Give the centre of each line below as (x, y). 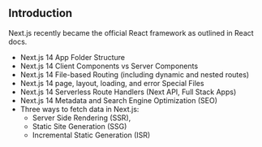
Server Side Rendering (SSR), (82, 118)
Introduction (41, 13)
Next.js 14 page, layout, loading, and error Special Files (112, 83)
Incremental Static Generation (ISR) (91, 135)
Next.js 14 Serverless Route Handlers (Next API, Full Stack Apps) (128, 92)
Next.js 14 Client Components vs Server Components (109, 66)
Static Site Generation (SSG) (79, 126)
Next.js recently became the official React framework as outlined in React (131, 32)
